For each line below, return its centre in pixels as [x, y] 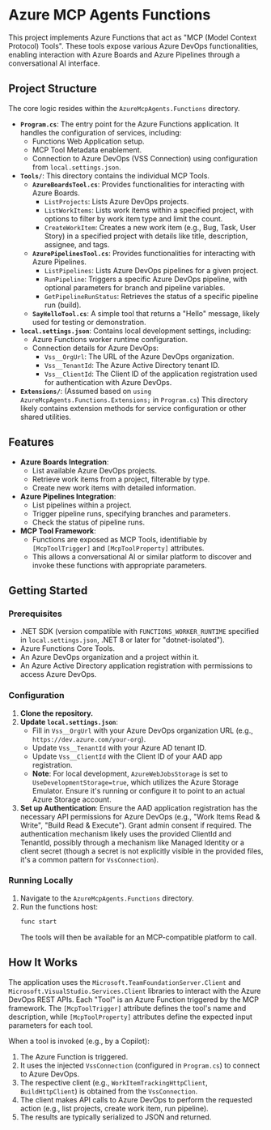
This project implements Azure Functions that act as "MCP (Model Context [133, 37]
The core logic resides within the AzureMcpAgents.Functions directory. [124, 108]
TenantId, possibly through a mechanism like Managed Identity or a [132, 842]
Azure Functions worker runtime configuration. [110, 339]
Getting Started [48, 591]
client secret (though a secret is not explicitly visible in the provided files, [142, 851]
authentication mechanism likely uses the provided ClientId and [126, 833]
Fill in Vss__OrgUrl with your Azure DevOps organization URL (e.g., [142, 730]
